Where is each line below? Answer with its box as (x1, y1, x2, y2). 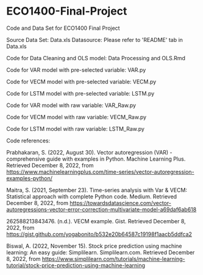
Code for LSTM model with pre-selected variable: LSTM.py (6, 89, 155, 97)
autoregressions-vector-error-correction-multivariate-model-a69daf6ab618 (6, 206, 197, 213)
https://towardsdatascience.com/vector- (69, 199, 172, 206)
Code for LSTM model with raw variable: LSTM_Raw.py (6, 125, 145, 132)
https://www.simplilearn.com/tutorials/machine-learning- (41, 255, 185, 262)
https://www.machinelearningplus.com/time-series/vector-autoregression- (6, 168, 194, 175)
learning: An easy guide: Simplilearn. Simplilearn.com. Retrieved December (6, 248, 195, 256)
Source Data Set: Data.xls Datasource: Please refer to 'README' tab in (6, 36, 183, 43)
